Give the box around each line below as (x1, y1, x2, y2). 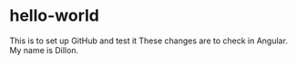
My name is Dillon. (9, 44, 79, 55)
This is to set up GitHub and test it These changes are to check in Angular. (9, 35, 289, 46)
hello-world (9, 5, 100, 26)
